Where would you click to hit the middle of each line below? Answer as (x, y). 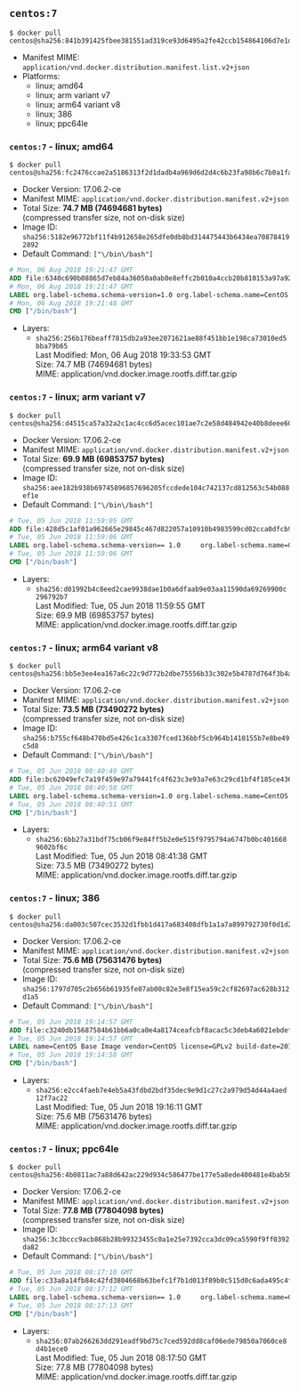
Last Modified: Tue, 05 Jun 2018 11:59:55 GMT (121, 605)
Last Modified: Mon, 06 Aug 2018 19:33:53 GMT (123, 355)
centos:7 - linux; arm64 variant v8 (84, 647)
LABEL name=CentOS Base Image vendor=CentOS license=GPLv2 (121, 1047)
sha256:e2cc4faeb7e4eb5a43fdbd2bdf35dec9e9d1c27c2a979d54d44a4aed (161, 1090)
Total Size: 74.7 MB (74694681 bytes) (92, 208)
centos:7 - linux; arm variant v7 (77, 397)
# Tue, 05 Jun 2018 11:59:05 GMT (71, 521)
